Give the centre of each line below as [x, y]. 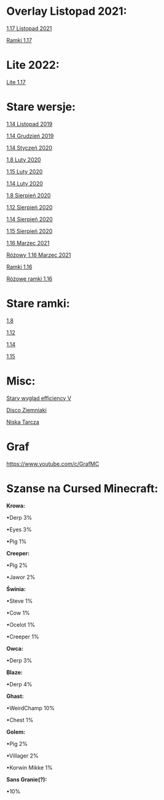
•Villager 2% [22, 755]
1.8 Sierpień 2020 [29, 195]
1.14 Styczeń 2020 [29, 147]
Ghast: [15, 696]
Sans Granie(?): [27, 779]
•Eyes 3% [19, 529]
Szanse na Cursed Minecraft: [82, 488]
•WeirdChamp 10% [31, 708]
